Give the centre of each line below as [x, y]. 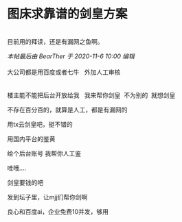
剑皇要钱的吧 [25, 182]
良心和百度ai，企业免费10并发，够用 [58, 211]
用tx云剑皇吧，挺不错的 [40, 124]
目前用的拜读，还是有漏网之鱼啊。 [55, 41]
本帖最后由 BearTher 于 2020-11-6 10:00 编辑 [71, 56]
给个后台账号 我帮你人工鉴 [44, 153]
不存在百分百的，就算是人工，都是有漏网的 [67, 110]
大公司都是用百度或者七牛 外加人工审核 [64, 72]
